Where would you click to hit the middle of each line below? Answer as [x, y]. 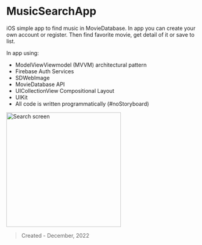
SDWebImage [32, 78]
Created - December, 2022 [55, 235]
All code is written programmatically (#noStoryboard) [82, 104]
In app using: [23, 53]
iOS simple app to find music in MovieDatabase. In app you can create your [101, 28]
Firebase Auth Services [45, 71]
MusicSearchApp [51, 11]
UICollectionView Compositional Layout [65, 90]
